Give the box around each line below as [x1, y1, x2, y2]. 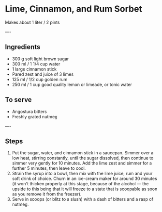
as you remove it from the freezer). [12, 191, 82, 197]
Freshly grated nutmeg [12, 114, 58, 119]
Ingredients [5, 43, 41, 51]
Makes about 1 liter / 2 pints [5, 19, 60, 25]
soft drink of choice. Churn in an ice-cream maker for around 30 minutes [12, 176, 157, 181]
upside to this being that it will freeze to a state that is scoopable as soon [12, 186, 158, 192]
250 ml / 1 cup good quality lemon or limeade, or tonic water [12, 82, 132, 87]
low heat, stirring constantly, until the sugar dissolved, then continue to [12, 155, 154, 161]
